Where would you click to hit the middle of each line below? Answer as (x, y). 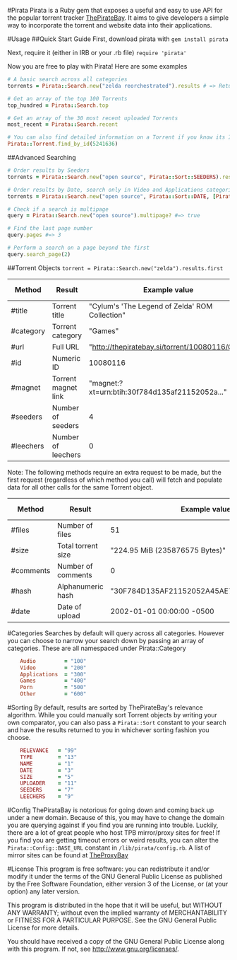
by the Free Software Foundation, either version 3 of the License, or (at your (118, 884)
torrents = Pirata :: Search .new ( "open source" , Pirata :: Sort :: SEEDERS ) (113, 177)
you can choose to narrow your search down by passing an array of (106, 640)
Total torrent (78, 545)
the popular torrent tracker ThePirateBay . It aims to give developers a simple (118, 18)
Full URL (66, 347)
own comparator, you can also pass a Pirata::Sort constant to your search (117, 722)
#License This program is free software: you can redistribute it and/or (109, 869)
